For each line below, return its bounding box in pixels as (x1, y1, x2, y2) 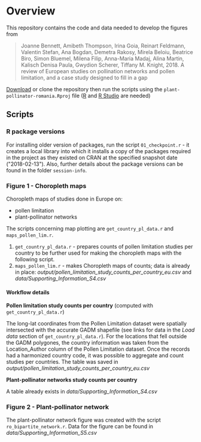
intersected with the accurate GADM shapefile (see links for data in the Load (6, 326, 195, 334)
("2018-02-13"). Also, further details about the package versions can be (6, 160, 184, 168)
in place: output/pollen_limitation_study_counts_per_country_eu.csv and (14, 268, 192, 276)
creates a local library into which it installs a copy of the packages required (6, 147, 191, 154)
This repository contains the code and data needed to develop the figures (6, 24, 188, 31)
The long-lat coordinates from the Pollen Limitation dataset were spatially (6, 320, 187, 327)
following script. (14, 255, 55, 262)
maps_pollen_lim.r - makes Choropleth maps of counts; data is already (14, 262, 190, 269)
